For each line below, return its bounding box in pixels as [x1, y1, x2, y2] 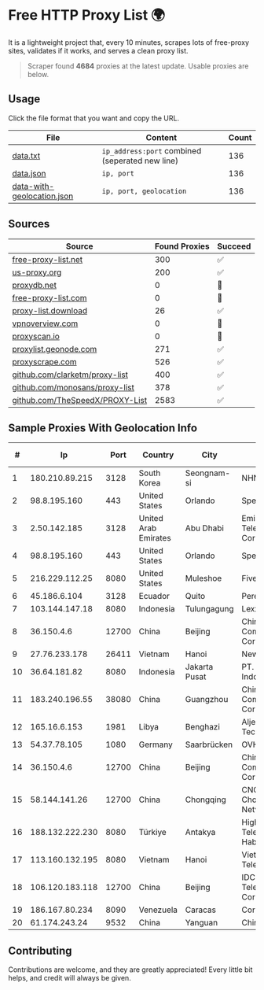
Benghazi [185, 722, 220, 733]
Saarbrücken [185, 739, 233, 750]
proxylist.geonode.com [12, 343, 97, 354]
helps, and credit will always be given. [8, 973, 131, 983]
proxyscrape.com [12, 356, 77, 367]
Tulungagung [185, 604, 234, 615]
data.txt [12, 150, 41, 161]
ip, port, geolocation [101, 187, 187, 195]
